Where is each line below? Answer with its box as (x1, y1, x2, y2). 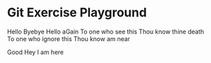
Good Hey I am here (7, 48, 64, 56)
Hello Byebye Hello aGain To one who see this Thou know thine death (7, 27, 205, 36)
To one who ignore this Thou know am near (7, 34, 131, 42)
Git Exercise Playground (7, 5, 147, 21)
